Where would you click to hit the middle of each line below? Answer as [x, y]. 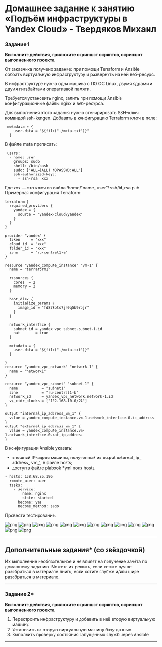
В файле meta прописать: [31, 144]
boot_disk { [21, 299]
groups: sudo [27, 162]
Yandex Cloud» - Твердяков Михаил [81, 29]
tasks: [16, 485]
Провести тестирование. [31, 515]
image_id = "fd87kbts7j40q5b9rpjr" [54, 308]
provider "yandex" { [26, 236]
